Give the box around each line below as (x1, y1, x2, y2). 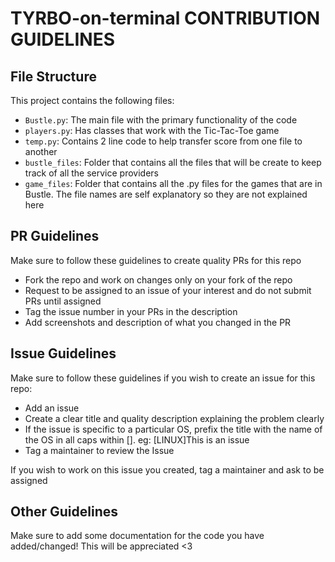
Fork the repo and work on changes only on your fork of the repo (24, 273, 293, 286)
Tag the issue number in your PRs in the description (24, 305, 238, 317)
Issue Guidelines (10, 345, 117, 362)
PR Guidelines (10, 228, 100, 245)
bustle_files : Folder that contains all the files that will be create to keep (24, 157, 322, 168)
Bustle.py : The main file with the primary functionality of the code (24, 114, 298, 126)
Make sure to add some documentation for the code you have (10, 530, 265, 542)
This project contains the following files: (10, 95, 175, 106)
